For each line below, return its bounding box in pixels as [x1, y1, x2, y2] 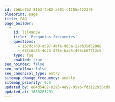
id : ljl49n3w [13, 30, 40, 35]
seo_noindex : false [4, 62, 45, 67]
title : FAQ [4, 16, 27, 21]
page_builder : [4, 21, 34, 26]
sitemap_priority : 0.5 [4, 80, 51, 85]
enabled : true [13, 57, 42, 62]
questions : [13, 39, 36, 44]
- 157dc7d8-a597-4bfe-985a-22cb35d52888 [17, 44, 102, 49]
